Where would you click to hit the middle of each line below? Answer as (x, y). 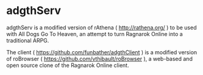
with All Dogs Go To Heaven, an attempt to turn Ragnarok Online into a (94, 34)
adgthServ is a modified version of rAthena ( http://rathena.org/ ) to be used (101, 27)
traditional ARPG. (28, 40)
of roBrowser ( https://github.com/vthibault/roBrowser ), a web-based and (100, 59)
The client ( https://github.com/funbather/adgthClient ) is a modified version (102, 52)
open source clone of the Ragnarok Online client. (68, 65)
